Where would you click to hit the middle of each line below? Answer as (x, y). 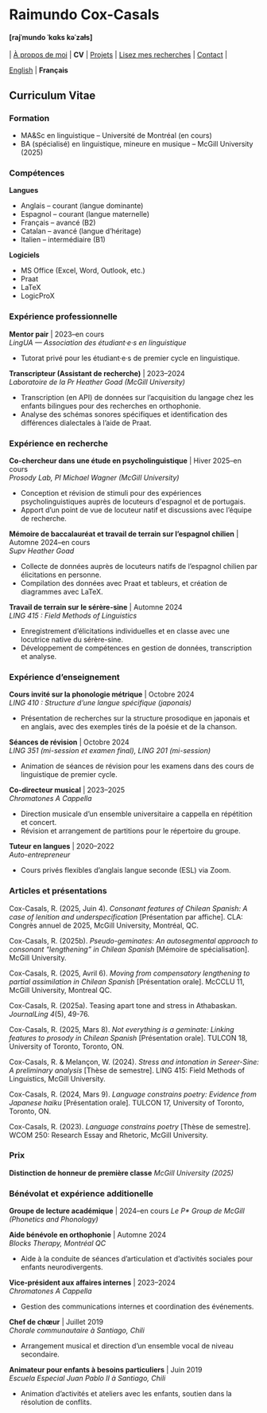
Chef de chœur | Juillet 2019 (56, 1322)
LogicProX (37, 296)
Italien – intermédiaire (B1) (63, 240)
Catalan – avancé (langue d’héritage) (81, 231)
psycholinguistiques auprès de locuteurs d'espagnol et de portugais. (133, 501)
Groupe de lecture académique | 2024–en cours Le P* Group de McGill (127, 1211)
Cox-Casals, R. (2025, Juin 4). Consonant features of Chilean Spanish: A (129, 908)
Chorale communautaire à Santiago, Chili (77, 1331)
